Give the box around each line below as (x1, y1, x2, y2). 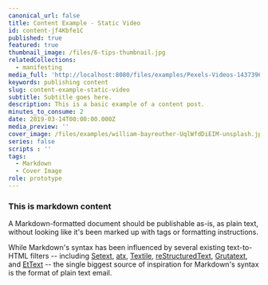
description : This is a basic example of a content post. (8, 100, 205, 108)
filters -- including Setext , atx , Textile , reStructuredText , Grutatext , (30, 252, 248, 261)
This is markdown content (8, 201, 112, 212)
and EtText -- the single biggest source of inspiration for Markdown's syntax (8, 260, 259, 269)
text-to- (227, 243, 253, 252)
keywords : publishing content (8, 78, 109, 86)
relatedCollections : (8, 57, 77, 64)
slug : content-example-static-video (8, 85, 130, 94)
